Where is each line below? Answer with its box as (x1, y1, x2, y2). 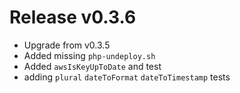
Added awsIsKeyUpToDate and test (23, 60, 162, 72)
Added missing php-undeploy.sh (23, 49, 156, 61)
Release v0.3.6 (9, 6, 137, 29)
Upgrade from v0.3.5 (23, 39, 111, 51)
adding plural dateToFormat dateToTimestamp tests (23, 71, 231, 83)
